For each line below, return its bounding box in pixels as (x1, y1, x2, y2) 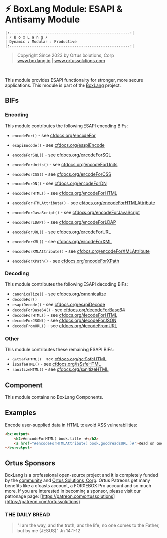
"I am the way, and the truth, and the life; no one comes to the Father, (17, 522, 160, 528)
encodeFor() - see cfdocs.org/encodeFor (12, 132, 96, 138)
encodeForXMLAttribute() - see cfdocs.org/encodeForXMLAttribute (12, 248, 150, 254)
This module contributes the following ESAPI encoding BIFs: (5, 123, 128, 129)
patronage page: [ (5, 493, 42, 499)
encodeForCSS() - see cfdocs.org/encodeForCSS (12, 171, 112, 177)
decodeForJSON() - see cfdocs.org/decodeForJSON (12, 317, 117, 323)
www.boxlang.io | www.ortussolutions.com (17, 57, 105, 63)
